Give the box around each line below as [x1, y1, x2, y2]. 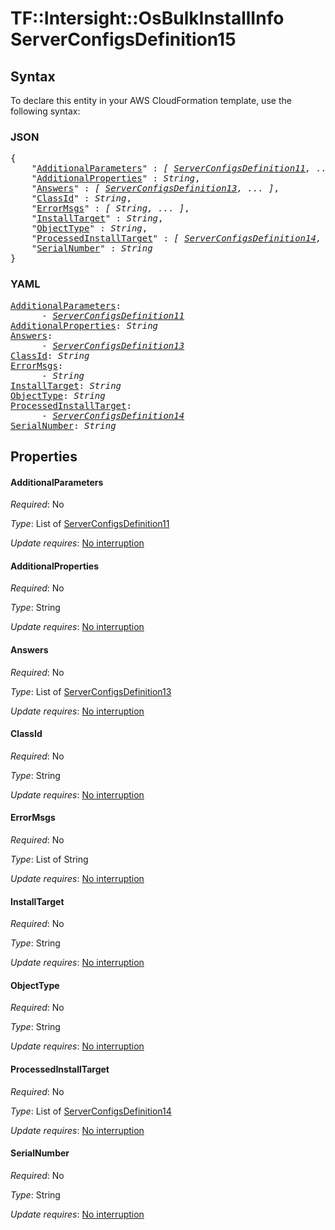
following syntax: [10, 105, 81, 117]
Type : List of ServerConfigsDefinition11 [10, 518, 170, 530]
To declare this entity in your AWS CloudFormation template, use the [10, 95, 292, 106]
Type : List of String [10, 853, 89, 865]
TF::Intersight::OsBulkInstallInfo [10, 7, 285, 30]
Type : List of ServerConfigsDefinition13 [10, 685, 172, 697]
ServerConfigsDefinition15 [10, 28, 237, 51]
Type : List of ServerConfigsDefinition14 [10, 1105, 172, 1117]
